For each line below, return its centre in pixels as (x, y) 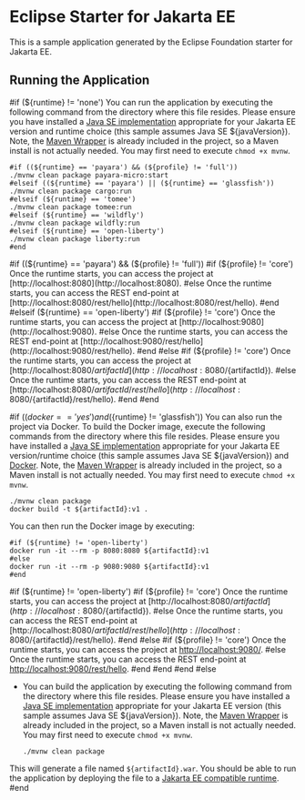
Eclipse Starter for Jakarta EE (123, 17)
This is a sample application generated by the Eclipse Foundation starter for (151, 42)
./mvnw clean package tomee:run (71, 207)
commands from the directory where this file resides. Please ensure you (145, 436)
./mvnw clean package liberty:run (75, 238)
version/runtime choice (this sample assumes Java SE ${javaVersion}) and (149, 455)
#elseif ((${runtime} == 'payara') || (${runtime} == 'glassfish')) (142, 183)
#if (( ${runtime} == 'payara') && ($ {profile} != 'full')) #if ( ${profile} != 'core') (152, 263)
